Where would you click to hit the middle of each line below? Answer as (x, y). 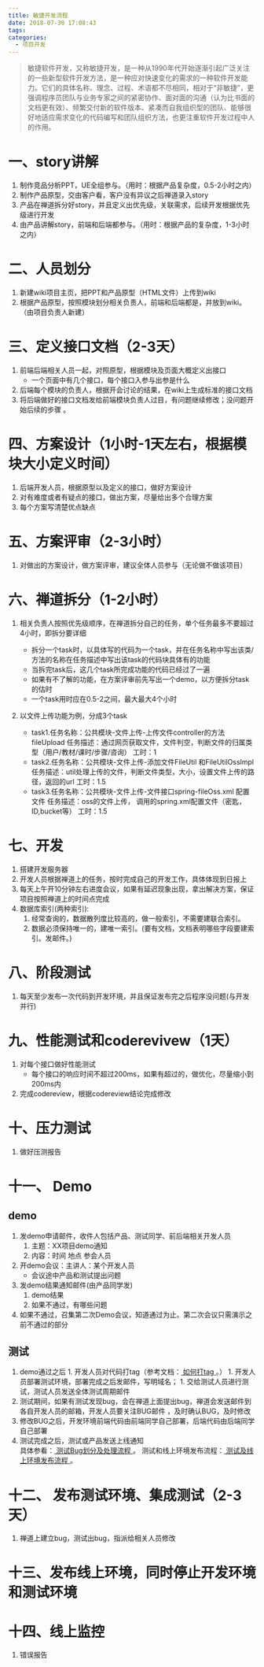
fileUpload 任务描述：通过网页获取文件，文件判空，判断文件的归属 (138, 742)
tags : (17, 30)
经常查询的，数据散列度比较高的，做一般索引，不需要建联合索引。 (138, 918)
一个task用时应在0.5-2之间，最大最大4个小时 (104, 698)
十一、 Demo (50, 1186)
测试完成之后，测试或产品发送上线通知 (81, 1441)
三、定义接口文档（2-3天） (96, 347)
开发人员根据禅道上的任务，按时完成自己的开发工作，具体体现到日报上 (133, 879)
